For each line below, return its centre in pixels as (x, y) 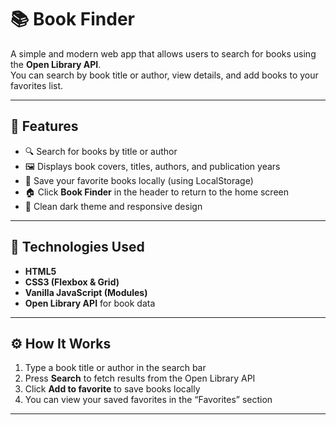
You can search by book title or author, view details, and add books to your (164, 75)
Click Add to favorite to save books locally (112, 389)
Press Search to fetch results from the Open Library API (140, 378)
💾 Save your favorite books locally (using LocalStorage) (139, 180)
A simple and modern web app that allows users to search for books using (163, 53)
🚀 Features (44, 126)
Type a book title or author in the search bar (115, 368)
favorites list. (37, 85)
